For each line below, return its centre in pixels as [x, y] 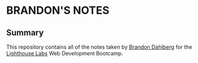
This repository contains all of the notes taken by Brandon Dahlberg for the [99, 47]
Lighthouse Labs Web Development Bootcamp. [65, 53]
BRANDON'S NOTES [58, 10]
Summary [25, 33]
